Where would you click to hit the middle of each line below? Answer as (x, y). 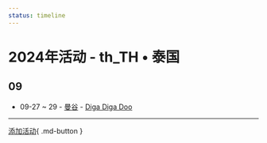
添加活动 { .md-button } (46, 130)
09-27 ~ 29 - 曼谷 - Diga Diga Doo (76, 107)
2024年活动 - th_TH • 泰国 (94, 57)
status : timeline (37, 15)
